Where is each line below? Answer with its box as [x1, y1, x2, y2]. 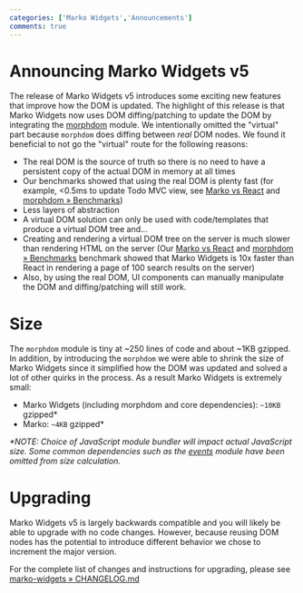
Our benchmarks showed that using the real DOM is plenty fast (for [22, 176, 274, 187]
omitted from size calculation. [9, 455, 121, 467]
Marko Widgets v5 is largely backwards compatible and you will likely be [9, 518, 281, 529]
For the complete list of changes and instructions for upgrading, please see [9, 564, 291, 575]
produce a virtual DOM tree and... [22, 224, 148, 235]
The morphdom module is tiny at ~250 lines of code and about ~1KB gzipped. [9, 344, 291, 355]
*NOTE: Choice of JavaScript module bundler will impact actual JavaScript [9, 436, 292, 447]
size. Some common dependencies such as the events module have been [9, 446, 286, 457]
